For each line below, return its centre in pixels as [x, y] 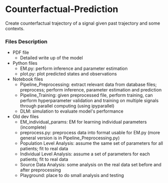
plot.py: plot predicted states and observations [68, 74]
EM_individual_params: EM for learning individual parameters [83, 122]
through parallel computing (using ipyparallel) [67, 106]
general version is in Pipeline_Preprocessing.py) [70, 138]
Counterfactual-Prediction [62, 9]
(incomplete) [33, 127]
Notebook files [28, 79]
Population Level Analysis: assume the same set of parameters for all [92, 143]
